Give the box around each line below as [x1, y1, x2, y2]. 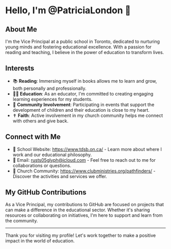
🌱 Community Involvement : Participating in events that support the [12, 102, 155, 108]
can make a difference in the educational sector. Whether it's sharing [5, 207, 150, 213]
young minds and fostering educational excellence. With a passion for [5, 44, 152, 50]
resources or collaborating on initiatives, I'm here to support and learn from [5, 212, 163, 218]
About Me [5, 25, 37, 34]
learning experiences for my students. [12, 96, 93, 102]
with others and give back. [12, 117, 69, 124]
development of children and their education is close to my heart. [12, 107, 150, 113]
